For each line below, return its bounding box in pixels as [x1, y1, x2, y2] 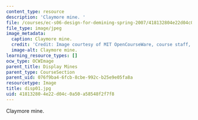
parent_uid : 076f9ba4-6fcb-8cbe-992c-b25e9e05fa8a [6, 74, 133, 80]
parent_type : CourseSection [6, 69, 75, 75]
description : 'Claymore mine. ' [6, 14, 85, 20]
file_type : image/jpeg [6, 25, 62, 31]
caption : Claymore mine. [11, 36, 72, 42]
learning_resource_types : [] [6, 53, 78, 59]
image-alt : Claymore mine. [11, 47, 78, 53]
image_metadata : [6, 31, 46, 37]
